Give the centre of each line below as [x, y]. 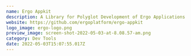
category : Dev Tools [31, 38]
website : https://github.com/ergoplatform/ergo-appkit [75, 22]
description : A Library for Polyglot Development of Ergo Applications [95, 17]
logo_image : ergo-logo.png [39, 28]
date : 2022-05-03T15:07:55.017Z [46, 44]
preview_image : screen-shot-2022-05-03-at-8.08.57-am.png [78, 33]
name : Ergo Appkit [29, 11]
